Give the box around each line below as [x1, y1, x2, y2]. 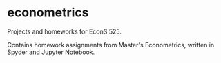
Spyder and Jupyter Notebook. [7, 48, 95, 56]
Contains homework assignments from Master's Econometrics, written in [7, 40, 215, 49]
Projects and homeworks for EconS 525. [7, 27, 122, 36]
